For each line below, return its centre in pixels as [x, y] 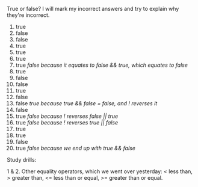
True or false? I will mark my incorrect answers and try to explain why [93, 9]
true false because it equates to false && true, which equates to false [102, 65]
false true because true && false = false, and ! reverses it [86, 103]
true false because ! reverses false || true [67, 116]
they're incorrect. [28, 15]
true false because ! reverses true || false [67, 122]
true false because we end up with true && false [76, 148]
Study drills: [22, 160]
